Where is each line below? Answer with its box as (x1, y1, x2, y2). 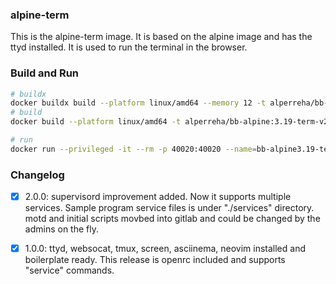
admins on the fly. (24, 223, 99, 235)
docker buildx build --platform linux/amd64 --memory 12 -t (10, 98, 267, 108)
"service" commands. (24, 264, 115, 277)
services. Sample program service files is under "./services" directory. (24, 202, 315, 214)
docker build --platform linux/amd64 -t (10, 117, 182, 127)
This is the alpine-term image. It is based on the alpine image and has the (10, 31, 313, 43)
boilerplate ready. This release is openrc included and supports (24, 254, 286, 266)
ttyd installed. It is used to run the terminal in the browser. (10, 41, 248, 53)
